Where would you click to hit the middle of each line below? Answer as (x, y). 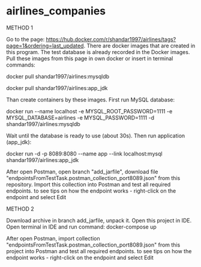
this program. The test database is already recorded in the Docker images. (98, 52)
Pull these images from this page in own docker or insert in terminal (90, 58)
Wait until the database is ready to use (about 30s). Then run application (96, 136)
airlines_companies (56, 11)
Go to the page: (25, 39)
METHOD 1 (19, 28)
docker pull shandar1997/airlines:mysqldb (58, 76)
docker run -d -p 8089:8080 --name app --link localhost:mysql (85, 154)
